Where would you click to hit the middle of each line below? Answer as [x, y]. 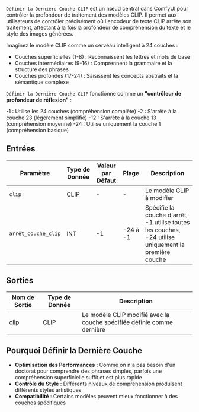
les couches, [163, 230]
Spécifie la [160, 207]
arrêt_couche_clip [35, 233]
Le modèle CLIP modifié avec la [126, 315]
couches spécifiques [40, 403]
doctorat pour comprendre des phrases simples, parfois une [88, 371]
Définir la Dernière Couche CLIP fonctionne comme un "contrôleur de [94, 94]
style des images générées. [40, 34]
